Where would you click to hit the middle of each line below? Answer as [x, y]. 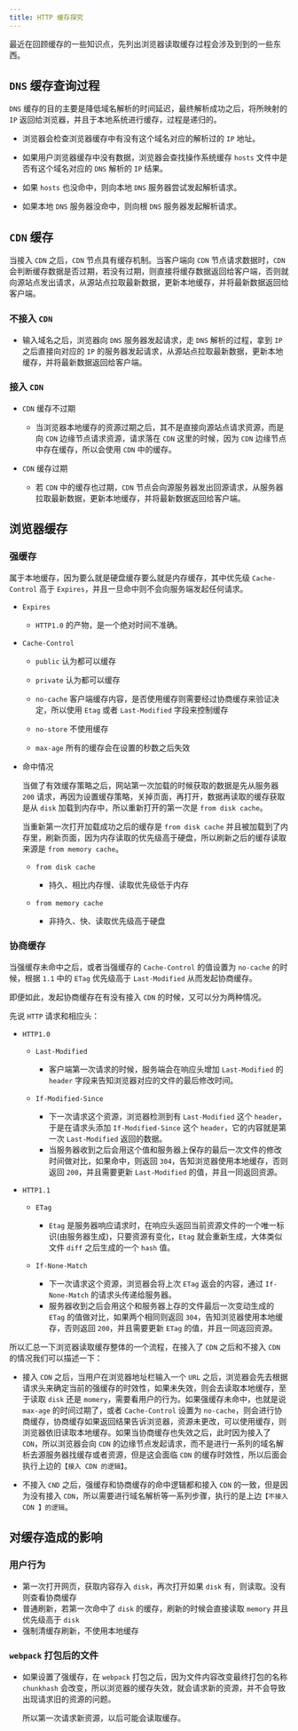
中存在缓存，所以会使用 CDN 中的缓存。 [106, 449]
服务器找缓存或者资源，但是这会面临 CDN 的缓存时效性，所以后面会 [167, 1455]
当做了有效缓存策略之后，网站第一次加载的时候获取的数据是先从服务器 [150, 785]
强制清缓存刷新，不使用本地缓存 [80, 1631]
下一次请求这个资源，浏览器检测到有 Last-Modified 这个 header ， [167, 1116]
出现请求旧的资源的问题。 [69, 1699]
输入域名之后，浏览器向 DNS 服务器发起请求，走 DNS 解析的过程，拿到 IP [152, 339]
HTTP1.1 [36, 1190]
